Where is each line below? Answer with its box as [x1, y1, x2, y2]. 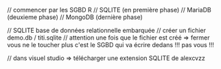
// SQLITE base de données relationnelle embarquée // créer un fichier [7, 27, 206, 34]
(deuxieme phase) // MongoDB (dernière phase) [7, 13, 143, 21]
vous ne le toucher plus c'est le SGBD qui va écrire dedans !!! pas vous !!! [7, 41, 214, 49]
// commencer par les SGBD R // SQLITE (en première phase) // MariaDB [7, 6, 211, 14]
